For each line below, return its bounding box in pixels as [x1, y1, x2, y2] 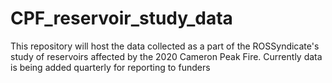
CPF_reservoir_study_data [10, 7, 233, 30]
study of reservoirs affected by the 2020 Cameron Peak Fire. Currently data [10, 50, 323, 62]
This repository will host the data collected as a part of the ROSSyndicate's [10, 40, 320, 52]
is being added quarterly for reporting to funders [10, 61, 211, 73]
